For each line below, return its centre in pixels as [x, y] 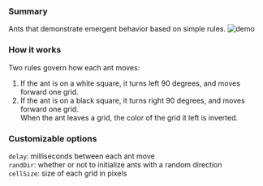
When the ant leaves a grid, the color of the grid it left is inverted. [129, 117]
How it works [35, 50]
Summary [28, 11]
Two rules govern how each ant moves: [74, 67]
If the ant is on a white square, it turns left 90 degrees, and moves [130, 83]
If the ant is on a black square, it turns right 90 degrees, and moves [132, 100]
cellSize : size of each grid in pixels [68, 173]
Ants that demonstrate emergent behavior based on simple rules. [117, 29]
